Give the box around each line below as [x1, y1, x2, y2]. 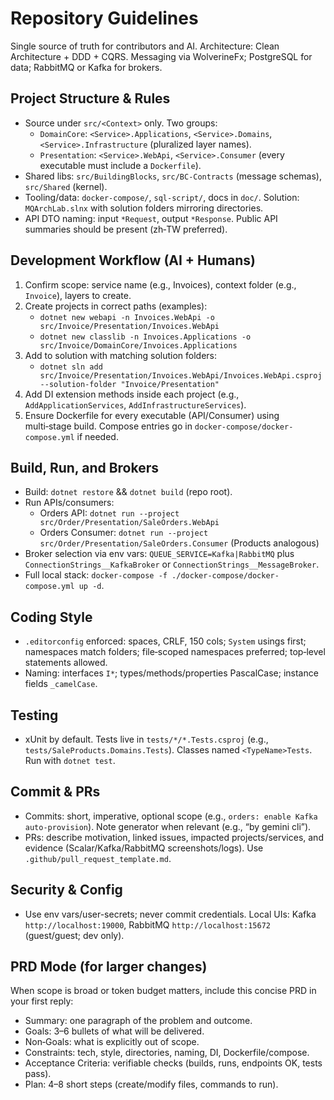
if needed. [76, 430, 119, 442]
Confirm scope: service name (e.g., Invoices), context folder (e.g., [24, 278, 297, 291]
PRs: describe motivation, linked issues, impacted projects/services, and [24, 831, 324, 843]
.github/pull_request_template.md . [24, 852, 172, 864]
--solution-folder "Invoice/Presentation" [39, 379, 220, 389]
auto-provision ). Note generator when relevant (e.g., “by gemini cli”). [24, 820, 312, 832]
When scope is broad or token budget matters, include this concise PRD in [10, 985, 317, 997]
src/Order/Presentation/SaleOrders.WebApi [39, 518, 220, 528]
